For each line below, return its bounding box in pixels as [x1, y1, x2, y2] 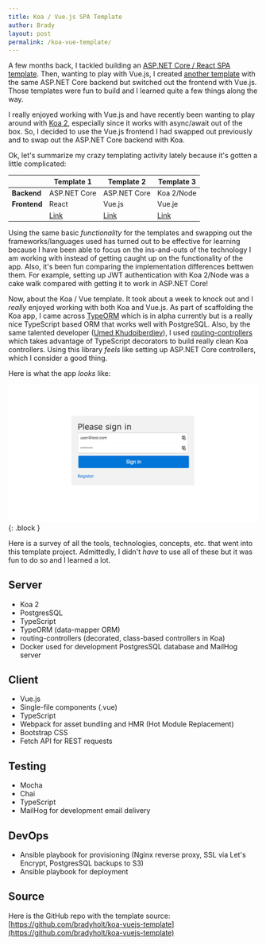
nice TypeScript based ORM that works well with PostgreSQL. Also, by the [8, 320, 251, 329]
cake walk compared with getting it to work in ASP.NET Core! [8, 279, 209, 288]
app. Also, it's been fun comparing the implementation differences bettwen [8, 262, 254, 271]
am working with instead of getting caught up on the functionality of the [8, 254, 244, 262]
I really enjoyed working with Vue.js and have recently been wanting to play [8, 110, 256, 119]
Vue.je [157, 199, 179, 209]
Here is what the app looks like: [8, 369, 111, 378]
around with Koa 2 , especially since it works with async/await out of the [8, 118, 243, 128]
